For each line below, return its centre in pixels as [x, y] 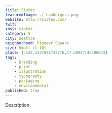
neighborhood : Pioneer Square [37, 43]
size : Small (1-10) [26, 48]
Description [17, 105]
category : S [18, 34]
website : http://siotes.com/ [36, 19]
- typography [28, 76]
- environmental [32, 86]
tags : [11, 57]
